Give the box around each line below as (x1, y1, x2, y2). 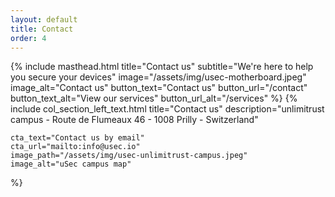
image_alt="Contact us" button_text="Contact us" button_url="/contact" (10, 82, 308, 94)
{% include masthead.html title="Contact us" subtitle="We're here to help (10, 61, 314, 73)
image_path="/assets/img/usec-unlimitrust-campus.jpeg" (10, 151, 248, 161)
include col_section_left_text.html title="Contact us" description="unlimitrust (10, 103, 325, 115)
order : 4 (10, 33, 47, 43)
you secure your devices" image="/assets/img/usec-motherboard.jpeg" (10, 71, 307, 83)
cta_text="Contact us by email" (10, 133, 145, 143)
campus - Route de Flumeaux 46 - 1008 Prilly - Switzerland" (10, 114, 259, 126)
